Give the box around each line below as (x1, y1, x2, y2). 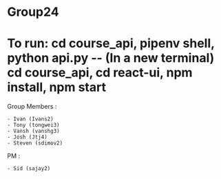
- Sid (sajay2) (7, 165, 51, 172)
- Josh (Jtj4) (7, 134, 48, 141)
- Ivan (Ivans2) (7, 116, 54, 123)
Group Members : (7, 103, 57, 111)
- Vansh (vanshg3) (7, 128, 60, 135)
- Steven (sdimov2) (7, 140, 63, 147)
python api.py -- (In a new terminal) (7, 50, 215, 66)
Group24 (7, 4, 60, 20)
